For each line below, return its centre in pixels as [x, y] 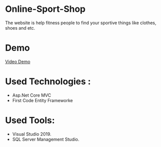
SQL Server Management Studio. [46, 139]
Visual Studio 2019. [32, 134]
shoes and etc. [20, 28]
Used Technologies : [48, 82]
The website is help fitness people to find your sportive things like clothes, [81, 23]
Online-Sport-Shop [45, 9]
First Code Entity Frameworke [42, 100]
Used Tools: [30, 120]
